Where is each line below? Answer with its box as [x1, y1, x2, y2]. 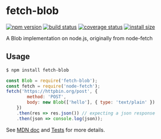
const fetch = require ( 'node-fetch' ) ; [6, 83, 100, 89]
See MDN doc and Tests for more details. [6, 126, 105, 133]
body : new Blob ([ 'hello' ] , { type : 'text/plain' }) [27, 99, 156, 106]
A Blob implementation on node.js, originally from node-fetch [6, 34, 153, 41]
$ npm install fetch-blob [6, 67, 69, 73]
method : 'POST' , [27, 94, 66, 100]
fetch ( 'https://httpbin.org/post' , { [6, 89, 98, 95]
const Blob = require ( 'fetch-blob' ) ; [6, 78, 98, 84]
